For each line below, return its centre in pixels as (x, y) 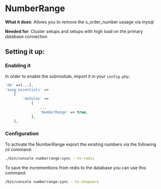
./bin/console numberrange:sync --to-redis (50, 158)
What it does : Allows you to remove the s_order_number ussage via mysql (80, 22)
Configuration (22, 134)
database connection (26, 36)
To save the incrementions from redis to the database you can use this (76, 168)
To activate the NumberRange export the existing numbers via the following (81, 144)
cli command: (19, 149)
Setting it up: (25, 52)
